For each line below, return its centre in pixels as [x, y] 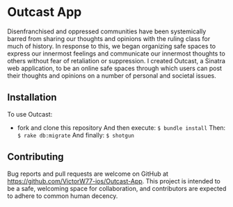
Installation [32, 98]
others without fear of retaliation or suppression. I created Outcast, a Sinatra [116, 60]
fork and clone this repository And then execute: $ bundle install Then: [121, 127]
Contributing [35, 157]
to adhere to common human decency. [63, 196]
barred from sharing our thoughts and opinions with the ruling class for [109, 38]
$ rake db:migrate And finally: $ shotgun [75, 135]
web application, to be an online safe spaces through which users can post [115, 68]
